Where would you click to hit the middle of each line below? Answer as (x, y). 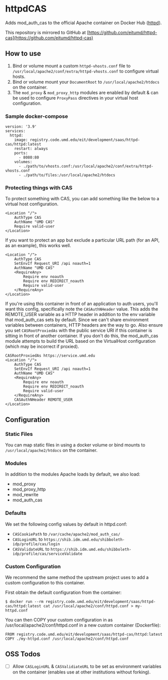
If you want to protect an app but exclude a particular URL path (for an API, (82, 240)
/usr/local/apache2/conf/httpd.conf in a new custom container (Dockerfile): (83, 625)
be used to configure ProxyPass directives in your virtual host (75, 98)
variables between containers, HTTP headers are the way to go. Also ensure (84, 325)
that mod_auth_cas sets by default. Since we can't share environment (77, 320)
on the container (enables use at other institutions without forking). (81, 672)
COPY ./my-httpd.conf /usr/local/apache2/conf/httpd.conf (67, 639)
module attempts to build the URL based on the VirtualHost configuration (80, 341)
